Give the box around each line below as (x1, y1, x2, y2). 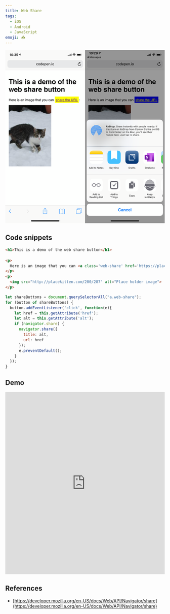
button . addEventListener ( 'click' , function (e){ (10, 305, 112, 310)
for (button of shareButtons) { (5, 300, 73, 305)
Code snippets (5, 233, 52, 242)
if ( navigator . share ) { (14, 321, 65, 327)
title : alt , (23, 332, 49, 337)
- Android (10, 24, 30, 29)
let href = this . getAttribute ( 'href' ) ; (14, 310, 99, 316)
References (5, 584, 42, 593)
